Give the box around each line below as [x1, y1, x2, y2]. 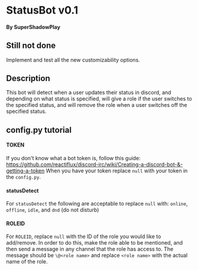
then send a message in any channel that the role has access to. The [6, 246, 174, 253]
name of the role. [6, 258, 48, 265]
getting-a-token [6, 167, 45, 174]
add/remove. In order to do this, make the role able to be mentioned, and [6, 239, 183, 246]
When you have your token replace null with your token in [46, 167, 188, 174]
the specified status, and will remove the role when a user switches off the [6, 102, 187, 109]
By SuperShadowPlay [6, 23, 61, 30]
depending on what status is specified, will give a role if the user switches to [6, 95, 192, 102]
